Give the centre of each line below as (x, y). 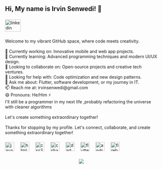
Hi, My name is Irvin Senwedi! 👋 (53, 9)
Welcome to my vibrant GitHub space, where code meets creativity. (72, 41)
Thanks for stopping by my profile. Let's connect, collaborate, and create (78, 127)
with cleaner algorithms (29, 107)
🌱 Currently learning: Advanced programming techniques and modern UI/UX (81, 56)
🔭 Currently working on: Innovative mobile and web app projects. (70, 52)
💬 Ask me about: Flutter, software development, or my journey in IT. (72, 82)
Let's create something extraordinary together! (52, 117)
